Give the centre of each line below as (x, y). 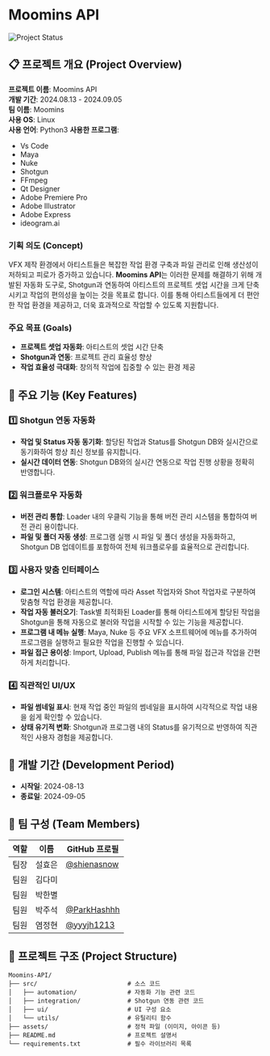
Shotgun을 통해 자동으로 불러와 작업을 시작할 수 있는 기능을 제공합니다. (132, 622)
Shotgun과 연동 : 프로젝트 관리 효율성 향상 (86, 357)
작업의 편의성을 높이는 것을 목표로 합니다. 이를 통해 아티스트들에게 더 (137, 295)
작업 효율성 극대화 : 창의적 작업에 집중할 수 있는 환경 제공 (108, 367)
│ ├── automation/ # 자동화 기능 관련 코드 (102, 993)
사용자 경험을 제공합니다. (74, 737)
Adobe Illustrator (48, 206)
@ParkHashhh (93, 909)
